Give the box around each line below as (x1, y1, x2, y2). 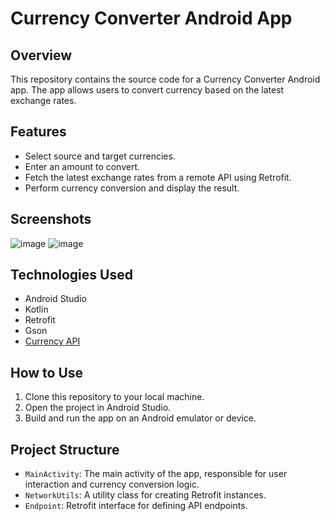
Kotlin (24, 303, 49, 316)
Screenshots (10, 211, 92, 228)
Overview (10, 47, 73, 64)
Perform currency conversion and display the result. (24, 182, 240, 194)
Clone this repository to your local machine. (24, 391, 205, 403)
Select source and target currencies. (24, 150, 176, 162)
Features (10, 123, 67, 141)
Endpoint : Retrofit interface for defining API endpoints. (24, 500, 248, 512)
